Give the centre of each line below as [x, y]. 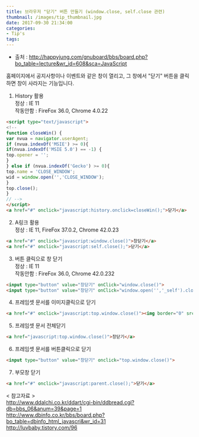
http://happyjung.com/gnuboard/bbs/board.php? [88, 57]
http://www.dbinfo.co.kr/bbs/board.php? [56, 415]
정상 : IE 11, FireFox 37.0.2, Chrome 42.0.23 [67, 230]
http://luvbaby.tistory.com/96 [42, 427]
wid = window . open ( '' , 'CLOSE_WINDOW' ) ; [55, 177]
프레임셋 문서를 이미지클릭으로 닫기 [55, 302]
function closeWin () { [34, 133]
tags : [13, 39]
